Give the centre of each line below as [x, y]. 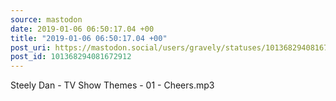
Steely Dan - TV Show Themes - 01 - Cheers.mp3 [112, 85]
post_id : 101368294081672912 [71, 57]
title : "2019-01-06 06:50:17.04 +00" [89, 38]
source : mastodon [46, 19]
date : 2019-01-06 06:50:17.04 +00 [82, 29]
